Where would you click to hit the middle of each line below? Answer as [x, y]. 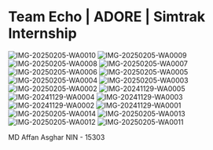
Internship [42, 33]
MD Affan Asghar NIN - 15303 [57, 137]
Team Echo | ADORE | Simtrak [107, 17]
